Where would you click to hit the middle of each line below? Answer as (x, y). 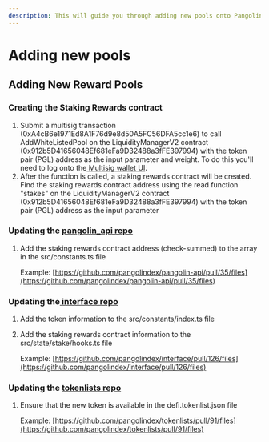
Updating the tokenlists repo (65, 388)
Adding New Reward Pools (76, 85)
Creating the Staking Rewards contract (85, 107)
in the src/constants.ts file (63, 256)
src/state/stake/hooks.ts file (66, 343)
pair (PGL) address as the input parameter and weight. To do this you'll (137, 159)
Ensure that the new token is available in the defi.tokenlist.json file (128, 405)
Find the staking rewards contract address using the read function (129, 184)
